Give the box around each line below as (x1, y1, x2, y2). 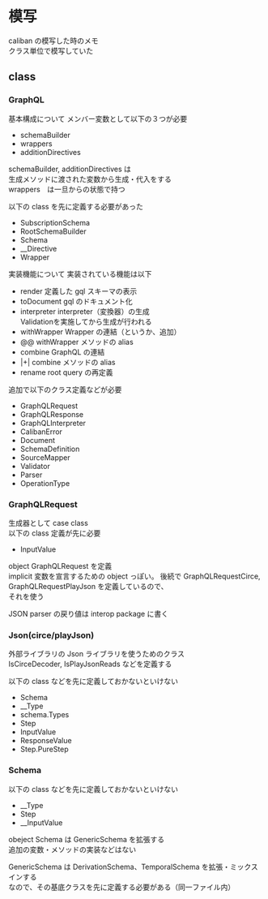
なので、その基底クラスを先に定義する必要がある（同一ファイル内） (8, 882, 236, 892)
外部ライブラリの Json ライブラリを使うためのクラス (8, 649, 185, 659)
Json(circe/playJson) (8, 630, 95, 641)
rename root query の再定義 (19, 367, 113, 377)
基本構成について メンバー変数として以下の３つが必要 (8, 114, 188, 123)
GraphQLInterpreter (19, 418, 87, 428)
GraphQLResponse (19, 409, 83, 419)
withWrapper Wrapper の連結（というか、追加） (19, 326, 181, 337)
